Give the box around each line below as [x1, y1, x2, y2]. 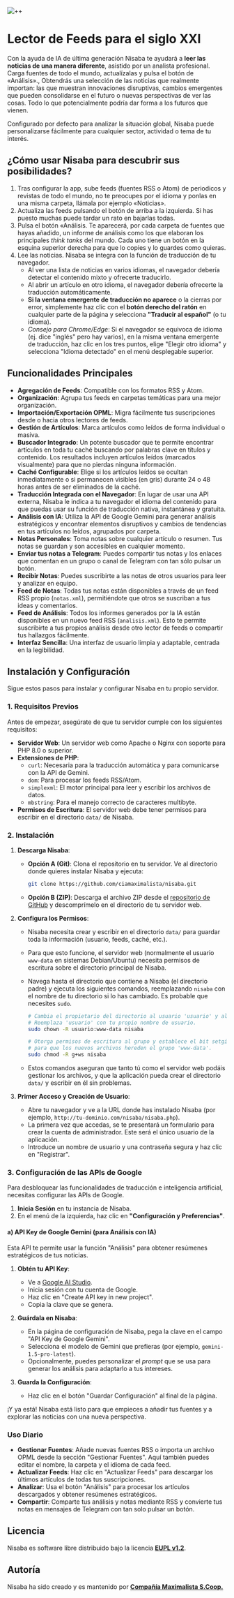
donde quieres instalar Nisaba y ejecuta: [27, 866, 144, 875]
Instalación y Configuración [7, 665, 130, 677]
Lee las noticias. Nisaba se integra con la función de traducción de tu [17, 251, 217, 259]
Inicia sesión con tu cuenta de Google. [27, 1285, 138, 1294]
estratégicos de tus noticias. [7, 1250, 88, 1259]
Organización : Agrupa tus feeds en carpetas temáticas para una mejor [17, 393, 221, 401]
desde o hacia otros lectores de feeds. [17, 415, 128, 424]
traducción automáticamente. [27, 288, 113, 296]
